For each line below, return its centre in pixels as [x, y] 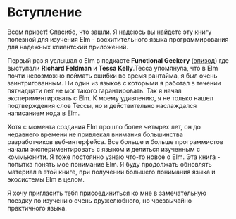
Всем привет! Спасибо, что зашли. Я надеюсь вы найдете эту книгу [110, 32]
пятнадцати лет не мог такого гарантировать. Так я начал [94, 90]
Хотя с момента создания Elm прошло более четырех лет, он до [104, 126]
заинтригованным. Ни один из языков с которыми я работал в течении [114, 83]
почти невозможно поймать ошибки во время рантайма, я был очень [112, 76]
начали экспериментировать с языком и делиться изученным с [104, 149]
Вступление [45, 12]
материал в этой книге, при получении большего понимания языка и [112, 172]
